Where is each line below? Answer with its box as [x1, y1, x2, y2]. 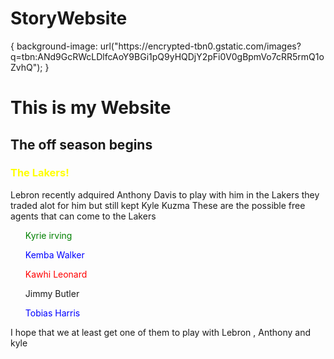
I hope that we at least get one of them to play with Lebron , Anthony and [10, 326, 312, 338]
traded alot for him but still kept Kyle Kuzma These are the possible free [10, 199, 306, 211]
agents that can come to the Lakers [10, 210, 157, 222]
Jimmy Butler [24, 287, 80, 299]
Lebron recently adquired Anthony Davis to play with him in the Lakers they [10, 188, 320, 201]
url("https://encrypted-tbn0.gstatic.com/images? [99, 40, 302, 52]
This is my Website [10, 97, 172, 119]
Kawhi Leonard [24, 268, 88, 280]
